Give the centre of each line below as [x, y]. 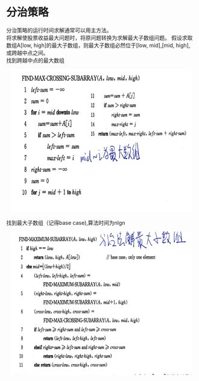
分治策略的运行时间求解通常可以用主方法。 [59, 30]
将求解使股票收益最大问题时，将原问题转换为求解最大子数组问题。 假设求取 [99, 37]
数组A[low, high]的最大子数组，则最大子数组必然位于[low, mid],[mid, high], [98, 45]
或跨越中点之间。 [27, 52]
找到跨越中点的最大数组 [35, 60]
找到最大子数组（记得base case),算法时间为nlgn [66, 222]
